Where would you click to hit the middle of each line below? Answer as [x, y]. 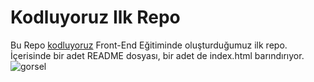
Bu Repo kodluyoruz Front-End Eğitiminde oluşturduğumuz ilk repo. [149, 45]
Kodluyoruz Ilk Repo [95, 17]
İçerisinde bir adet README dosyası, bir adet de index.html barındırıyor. [157, 55]
